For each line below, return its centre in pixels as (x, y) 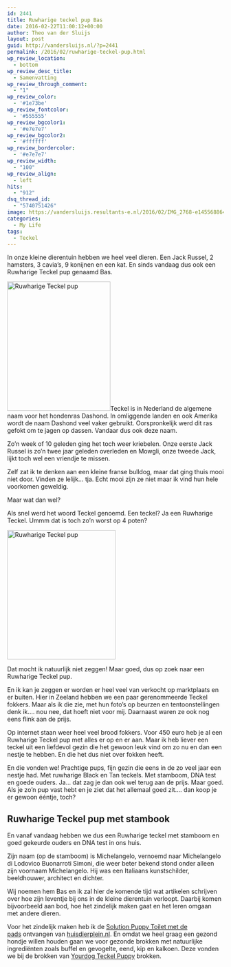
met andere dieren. (34, 913)
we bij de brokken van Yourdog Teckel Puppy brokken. (84, 956)
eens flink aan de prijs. (39, 719)
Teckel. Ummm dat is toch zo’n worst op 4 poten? (77, 520)
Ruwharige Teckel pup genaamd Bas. (60, 272)
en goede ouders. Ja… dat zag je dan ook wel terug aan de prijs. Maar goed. (115, 782)
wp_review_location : (37, 59)
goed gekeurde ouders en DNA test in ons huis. (75, 843)
